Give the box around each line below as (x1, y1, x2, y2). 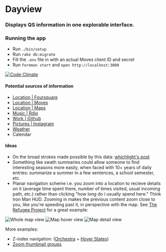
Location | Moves (12, 99, 48, 105)
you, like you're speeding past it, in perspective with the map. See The (12, 201, 157, 208)
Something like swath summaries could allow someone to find (12, 159, 140, 165)
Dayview (5, 3, 42, 15)
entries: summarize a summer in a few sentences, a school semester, (12, 170, 155, 176)
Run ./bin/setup (12, 46, 47, 52)
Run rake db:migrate (12, 51, 56, 57)
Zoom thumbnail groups (12, 241, 62, 247)
